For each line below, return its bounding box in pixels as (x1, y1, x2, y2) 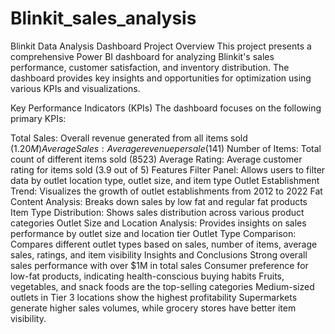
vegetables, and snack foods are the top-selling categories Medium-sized (10, 280, 315, 292)
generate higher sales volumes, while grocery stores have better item (10, 302, 297, 314)
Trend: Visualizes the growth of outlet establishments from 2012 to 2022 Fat (10, 185, 323, 197)
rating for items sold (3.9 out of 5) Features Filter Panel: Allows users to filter (10, 163, 326, 176)
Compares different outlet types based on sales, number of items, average (10, 238, 318, 250)
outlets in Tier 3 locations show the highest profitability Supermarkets (10, 291, 298, 303)
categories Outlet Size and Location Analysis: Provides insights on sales (10, 217, 307, 229)
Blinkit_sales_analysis (10, 7, 197, 30)
